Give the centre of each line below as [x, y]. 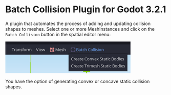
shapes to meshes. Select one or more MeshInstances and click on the [80, 29]
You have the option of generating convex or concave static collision [78, 81]
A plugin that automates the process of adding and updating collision [78, 23]
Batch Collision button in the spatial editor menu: [58, 34]
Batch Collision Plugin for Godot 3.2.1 [86, 9]
